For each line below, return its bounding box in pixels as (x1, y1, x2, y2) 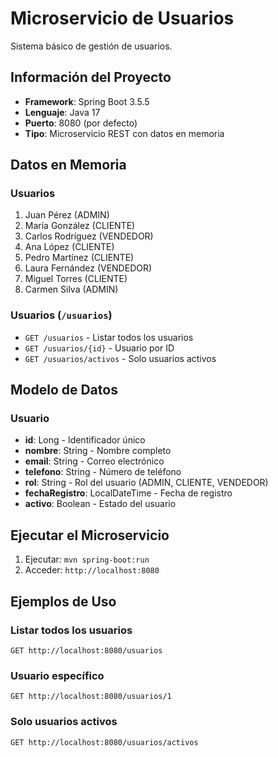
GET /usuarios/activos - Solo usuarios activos (24, 352, 217, 364)
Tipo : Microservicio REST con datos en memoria (24, 127, 225, 139)
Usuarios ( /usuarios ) (10, 308, 113, 322)
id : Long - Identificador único (24, 434, 146, 446)
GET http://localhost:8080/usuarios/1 (10, 692, 172, 702)
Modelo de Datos (10, 382, 118, 399)
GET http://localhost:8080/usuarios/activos (10, 737, 199, 747)
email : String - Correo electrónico (24, 455, 165, 467)
